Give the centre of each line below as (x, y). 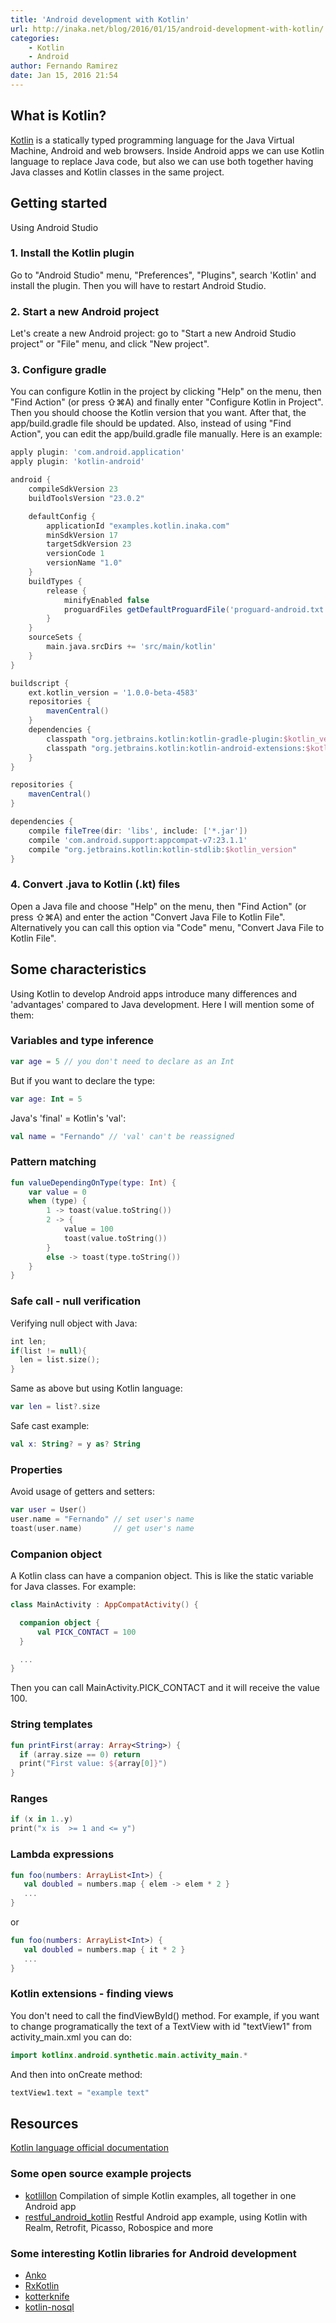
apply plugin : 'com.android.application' (98, 452)
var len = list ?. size (55, 1407)
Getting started (59, 203)
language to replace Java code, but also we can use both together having (162, 161)
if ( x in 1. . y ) (42, 1819)
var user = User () (48, 1510)
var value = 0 (57, 1192)
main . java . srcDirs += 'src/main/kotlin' (131, 647)
